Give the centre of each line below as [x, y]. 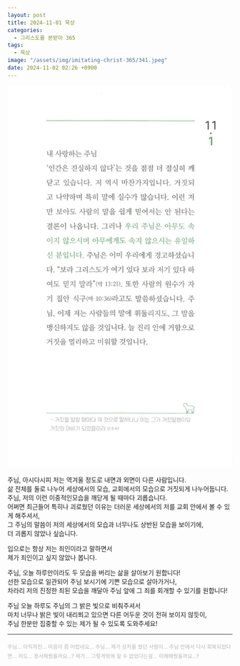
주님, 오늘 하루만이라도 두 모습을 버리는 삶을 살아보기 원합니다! [94, 573]
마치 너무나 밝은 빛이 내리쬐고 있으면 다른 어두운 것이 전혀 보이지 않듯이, [107, 615]
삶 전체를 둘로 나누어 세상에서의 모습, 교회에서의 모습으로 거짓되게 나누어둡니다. [118, 489]
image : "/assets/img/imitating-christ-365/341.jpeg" [87, 61]
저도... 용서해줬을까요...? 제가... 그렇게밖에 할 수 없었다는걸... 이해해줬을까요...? [109, 656]
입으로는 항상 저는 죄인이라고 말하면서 [60, 549]
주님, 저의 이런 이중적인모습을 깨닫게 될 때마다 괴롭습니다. [87, 498]
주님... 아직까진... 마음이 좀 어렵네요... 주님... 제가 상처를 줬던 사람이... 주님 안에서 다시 [106, 647]
